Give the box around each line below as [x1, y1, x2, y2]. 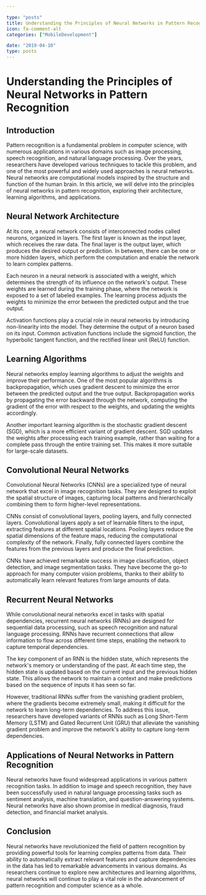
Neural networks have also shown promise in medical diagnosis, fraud [6, 802, 184, 810]
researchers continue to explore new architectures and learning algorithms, [6, 869, 197, 876]
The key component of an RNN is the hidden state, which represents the [6, 655, 189, 663]
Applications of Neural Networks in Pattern [6, 750, 174, 761]
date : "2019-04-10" [6, 42, 56, 49]
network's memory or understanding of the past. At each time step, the [6, 662, 186, 669]
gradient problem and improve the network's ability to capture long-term [6, 726, 190, 733]
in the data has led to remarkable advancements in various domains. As [6, 862, 187, 869]
